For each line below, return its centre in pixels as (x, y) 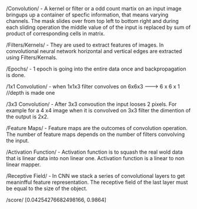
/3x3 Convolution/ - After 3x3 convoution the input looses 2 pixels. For (91, 104)
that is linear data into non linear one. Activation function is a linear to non (95, 158)
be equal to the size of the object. (47, 188)
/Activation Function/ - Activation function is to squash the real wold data (95, 152)
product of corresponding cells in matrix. (56, 34)
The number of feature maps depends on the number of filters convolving (96, 134)
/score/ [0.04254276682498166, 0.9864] (56, 200)
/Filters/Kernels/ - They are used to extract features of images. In (85, 45)
